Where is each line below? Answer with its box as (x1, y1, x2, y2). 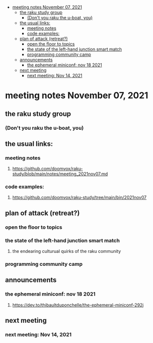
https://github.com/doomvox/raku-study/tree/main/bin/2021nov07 (12, 195, 147, 200)
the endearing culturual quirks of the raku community (12, 248, 121, 254)
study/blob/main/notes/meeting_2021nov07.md (12, 171, 108, 177)
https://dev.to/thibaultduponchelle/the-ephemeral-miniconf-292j (12, 302, 144, 308)
